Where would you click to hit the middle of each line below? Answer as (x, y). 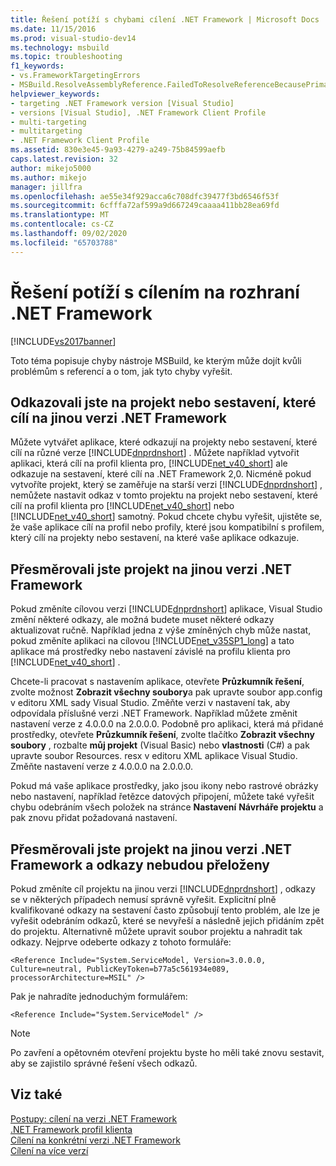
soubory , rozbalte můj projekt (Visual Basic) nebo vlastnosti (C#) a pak (160, 745)
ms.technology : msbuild (60, 47)
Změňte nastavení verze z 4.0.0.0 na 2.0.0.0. (101, 767)
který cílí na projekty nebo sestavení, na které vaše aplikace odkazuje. (155, 538)
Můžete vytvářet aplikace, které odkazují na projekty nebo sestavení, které (164, 442)
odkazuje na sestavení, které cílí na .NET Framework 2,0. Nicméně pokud (161, 474)
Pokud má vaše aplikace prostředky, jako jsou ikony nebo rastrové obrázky (164, 786)
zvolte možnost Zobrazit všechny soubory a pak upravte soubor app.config (166, 692)
